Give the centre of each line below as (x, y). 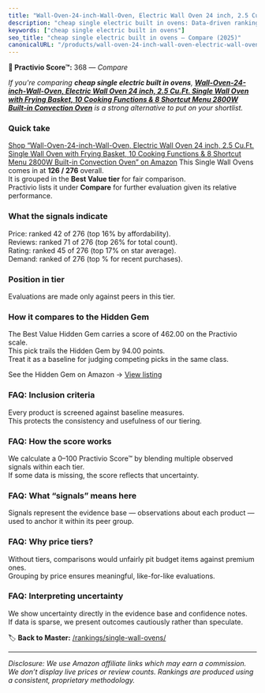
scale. (18, 343)
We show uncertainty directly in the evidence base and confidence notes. (128, 613)
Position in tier (36, 279)
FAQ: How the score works (60, 441)
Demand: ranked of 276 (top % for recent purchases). (95, 258)
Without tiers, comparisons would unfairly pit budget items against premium (131, 559)
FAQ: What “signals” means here (73, 495)
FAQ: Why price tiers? (51, 542)
